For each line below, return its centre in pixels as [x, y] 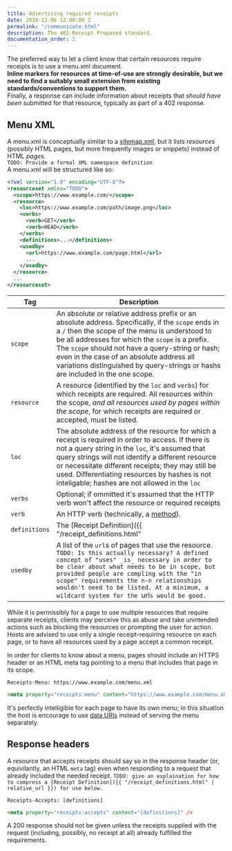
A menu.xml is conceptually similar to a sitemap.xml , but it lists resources [111, 141]
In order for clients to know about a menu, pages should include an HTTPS [113, 655]
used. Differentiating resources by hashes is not [134, 474]
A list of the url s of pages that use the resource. [134, 545]
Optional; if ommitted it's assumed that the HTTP [135, 494]
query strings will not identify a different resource [136, 457]
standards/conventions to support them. [67, 88]
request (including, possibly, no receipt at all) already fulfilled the [99, 833]
